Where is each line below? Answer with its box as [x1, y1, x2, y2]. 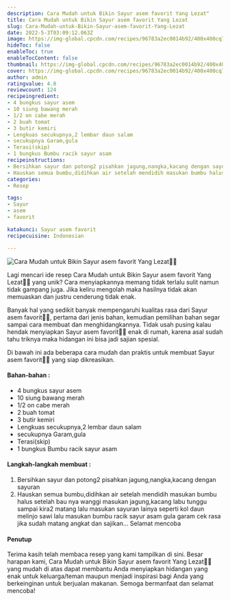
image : [7, 36, 26, 43]
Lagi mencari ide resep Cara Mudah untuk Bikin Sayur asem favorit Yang [7, 270, 212, 278]
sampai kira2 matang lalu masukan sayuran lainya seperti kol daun [16, 505, 205, 513]
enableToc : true [7, 49, 53, 56]
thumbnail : [7, 61, 38, 68]
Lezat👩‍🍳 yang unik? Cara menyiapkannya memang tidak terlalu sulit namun [7, 278, 219, 286]
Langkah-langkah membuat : [7, 460, 91, 468]
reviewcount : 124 [7, 86, 57, 93]
